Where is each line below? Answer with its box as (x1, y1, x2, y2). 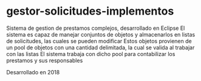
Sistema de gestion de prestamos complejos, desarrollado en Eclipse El (6, 24, 185, 32)
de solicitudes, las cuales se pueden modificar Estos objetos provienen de (6, 37, 192, 44)
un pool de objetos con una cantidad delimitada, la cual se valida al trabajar (6, 44, 195, 51)
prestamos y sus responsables (6, 57, 83, 64)
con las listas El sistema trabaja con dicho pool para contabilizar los (6, 50, 175, 57)
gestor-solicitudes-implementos (6, 4, 174, 18)
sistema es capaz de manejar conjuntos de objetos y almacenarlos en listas (6, 30, 196, 38)
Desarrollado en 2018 (6, 68, 60, 76)
